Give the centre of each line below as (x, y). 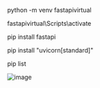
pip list (17, 64)
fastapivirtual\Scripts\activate (49, 23)
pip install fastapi (32, 37)
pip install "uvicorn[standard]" (50, 50)
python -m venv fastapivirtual (49, 10)
